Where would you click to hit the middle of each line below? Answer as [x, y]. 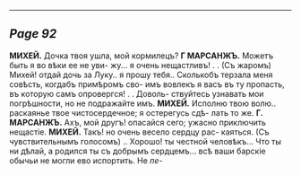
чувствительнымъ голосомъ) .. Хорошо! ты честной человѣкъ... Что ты [146, 141]
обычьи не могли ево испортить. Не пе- [86, 160]
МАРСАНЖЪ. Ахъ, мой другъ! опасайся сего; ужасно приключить [138, 122]
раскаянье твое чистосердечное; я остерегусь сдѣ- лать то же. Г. [136, 112]
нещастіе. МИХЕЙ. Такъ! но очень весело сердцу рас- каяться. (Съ [140, 132]
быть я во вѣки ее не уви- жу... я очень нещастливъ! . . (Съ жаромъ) [140, 65]
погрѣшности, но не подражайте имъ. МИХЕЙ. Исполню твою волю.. [142, 103]
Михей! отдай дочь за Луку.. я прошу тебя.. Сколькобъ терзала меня [141, 74]
